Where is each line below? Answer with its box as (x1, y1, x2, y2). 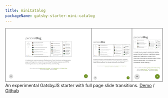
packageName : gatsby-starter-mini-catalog (5, 13, 95, 18)
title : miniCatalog (5, 8, 46, 13)
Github (5, 88, 19, 94)
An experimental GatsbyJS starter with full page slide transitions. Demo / (5, 83, 155, 89)
